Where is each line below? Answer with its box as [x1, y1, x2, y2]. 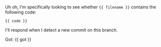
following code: [5, 9, 36, 15]
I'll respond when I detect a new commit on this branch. [5, 27, 118, 33]
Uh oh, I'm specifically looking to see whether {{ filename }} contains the [5, 4, 157, 10]
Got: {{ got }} [5, 36, 32, 42]
